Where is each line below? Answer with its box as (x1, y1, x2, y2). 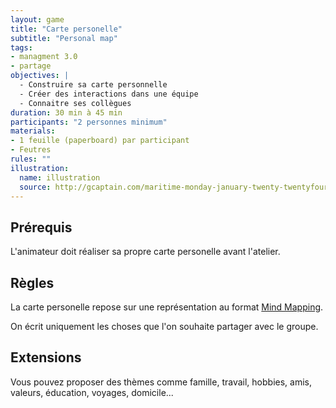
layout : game (10, 14, 65, 25)
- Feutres (10, 145, 52, 155)
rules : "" (10, 154, 52, 164)
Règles (10, 274, 55, 291)
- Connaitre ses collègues (19, 98, 132, 108)
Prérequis (10, 219, 73, 236)
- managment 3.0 (10, 52, 78, 62)
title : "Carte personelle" (10, 24, 123, 34)
